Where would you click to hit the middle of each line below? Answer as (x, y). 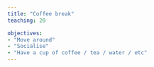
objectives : (25, 33)
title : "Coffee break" (41, 14)
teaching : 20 (27, 20)
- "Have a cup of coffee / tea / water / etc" (77, 53)
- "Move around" (31, 39)
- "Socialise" (28, 47)
